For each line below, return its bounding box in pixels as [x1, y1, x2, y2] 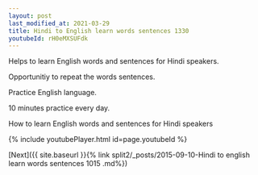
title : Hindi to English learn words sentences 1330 [8, 27, 189, 35]
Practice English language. [8, 88, 97, 98]
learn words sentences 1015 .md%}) [8, 159, 128, 169]
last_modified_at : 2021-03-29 [8, 19, 110, 27]
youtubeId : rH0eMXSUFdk [8, 34, 89, 43]
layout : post [8, 11, 52, 20]
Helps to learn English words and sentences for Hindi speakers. [8, 56, 219, 66]
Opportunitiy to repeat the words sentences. [8, 72, 156, 81]
